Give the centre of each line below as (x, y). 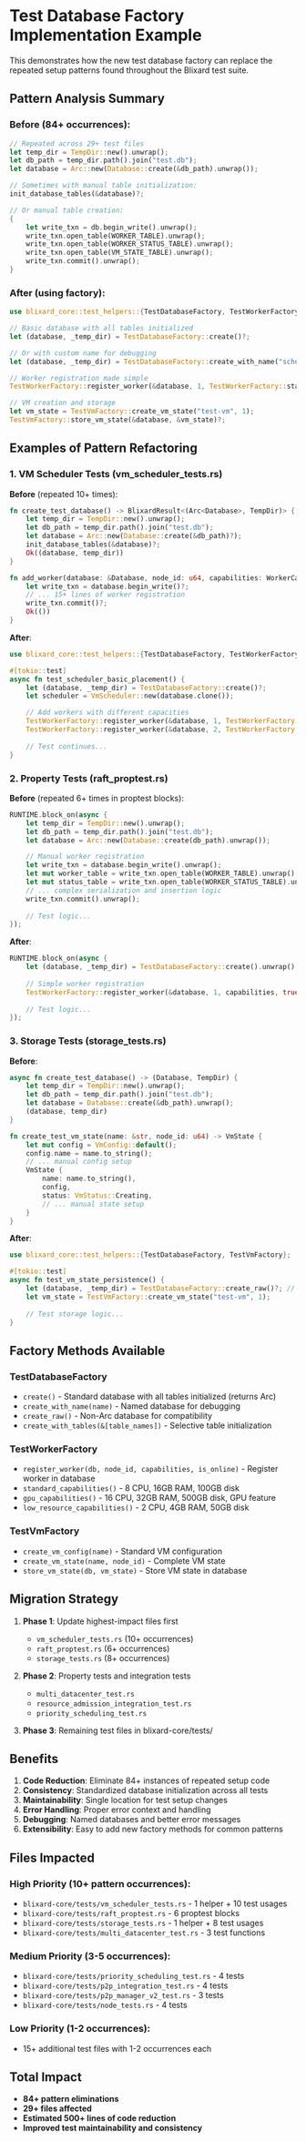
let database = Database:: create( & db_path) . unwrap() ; (130, 1103)
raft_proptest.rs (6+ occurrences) (103, 1648)
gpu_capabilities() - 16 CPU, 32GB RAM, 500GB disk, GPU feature (149, 1498)
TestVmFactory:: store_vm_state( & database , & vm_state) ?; (117, 420)
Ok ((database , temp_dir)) (75, 553)
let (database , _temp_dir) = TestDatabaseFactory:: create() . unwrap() (161, 967)
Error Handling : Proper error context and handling (117, 1810)
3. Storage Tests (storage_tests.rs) (88, 1041)
